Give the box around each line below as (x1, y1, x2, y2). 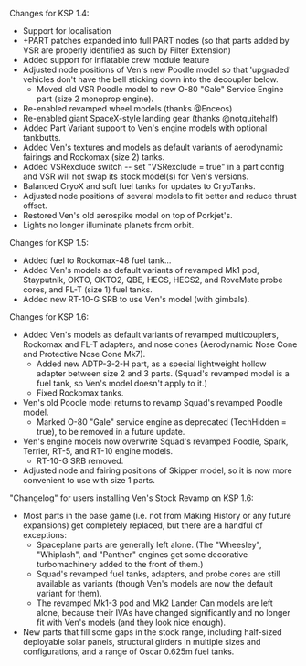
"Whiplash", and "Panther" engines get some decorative (36, 549, 248, 560)
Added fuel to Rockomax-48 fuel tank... (22, 255, 172, 266)
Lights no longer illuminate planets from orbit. (22, 219, 195, 230)
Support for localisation (22, 26, 111, 36)
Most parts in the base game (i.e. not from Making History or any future (22, 511, 292, 521)
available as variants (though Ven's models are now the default (36, 578, 274, 588)
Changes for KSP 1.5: (9, 238, 90, 248)
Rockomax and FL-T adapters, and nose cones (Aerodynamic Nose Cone (22, 339, 298, 350)
